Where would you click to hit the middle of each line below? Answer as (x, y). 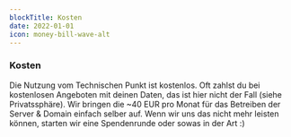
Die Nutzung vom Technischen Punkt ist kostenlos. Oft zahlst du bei (135, 85)
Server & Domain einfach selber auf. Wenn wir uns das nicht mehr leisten (145, 114)
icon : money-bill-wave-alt (60, 34)
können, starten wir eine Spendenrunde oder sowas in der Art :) (127, 123)
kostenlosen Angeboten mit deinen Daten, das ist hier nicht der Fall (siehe (146, 94)
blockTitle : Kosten (46, 17)
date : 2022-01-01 (42, 26)
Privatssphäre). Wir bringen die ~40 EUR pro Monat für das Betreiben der (145, 104)
